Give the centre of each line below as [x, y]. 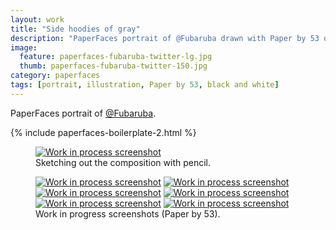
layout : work [37, 19]
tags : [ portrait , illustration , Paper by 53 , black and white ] [145, 85]
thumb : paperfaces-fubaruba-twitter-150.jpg [113, 66]
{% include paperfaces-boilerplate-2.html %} [103, 132]
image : [24, 47]
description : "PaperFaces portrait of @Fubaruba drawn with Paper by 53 [165, 38]
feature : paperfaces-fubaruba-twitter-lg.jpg [116, 57]
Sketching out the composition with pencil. [123, 162]
